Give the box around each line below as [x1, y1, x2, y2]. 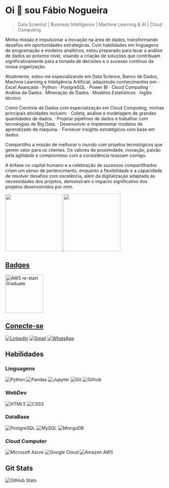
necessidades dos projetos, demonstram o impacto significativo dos [5, 178, 148, 184]
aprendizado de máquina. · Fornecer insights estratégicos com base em [5, 126, 155, 132]
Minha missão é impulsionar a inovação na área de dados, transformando [5, 37, 158, 43]
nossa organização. [5, 63, 47, 69]
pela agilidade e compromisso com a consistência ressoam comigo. [5, 152, 147, 158]
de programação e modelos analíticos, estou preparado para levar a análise [5, 47, 163, 53]
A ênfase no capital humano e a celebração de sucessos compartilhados [5, 162, 157, 168]
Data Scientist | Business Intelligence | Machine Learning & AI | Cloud [17, 21, 162, 27]
